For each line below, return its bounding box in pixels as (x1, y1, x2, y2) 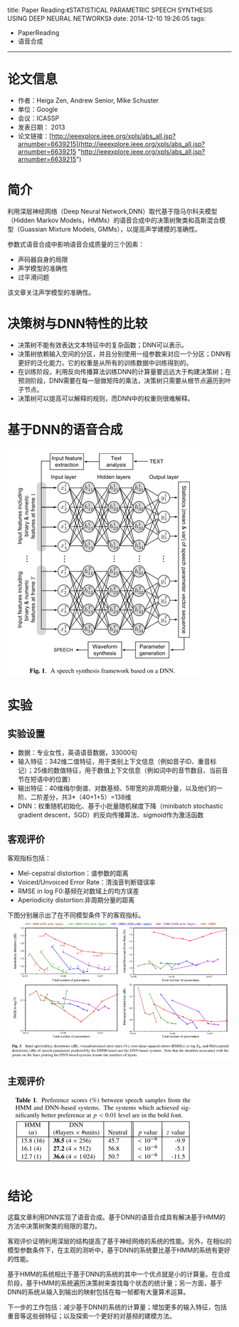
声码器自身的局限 (17, 255, 68, 264)
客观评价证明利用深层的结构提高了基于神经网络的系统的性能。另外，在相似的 (7, 1237, 232, 1246)
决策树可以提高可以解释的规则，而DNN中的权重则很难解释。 (17, 394, 194, 403)
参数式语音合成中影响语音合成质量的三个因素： (7, 239, 144, 248)
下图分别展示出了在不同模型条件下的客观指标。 (7, 911, 144, 919)
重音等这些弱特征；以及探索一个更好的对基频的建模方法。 (7, 1312, 176, 1321)
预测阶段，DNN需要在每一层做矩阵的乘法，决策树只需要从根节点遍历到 (17, 376, 225, 385)
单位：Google (17, 105, 58, 113)
